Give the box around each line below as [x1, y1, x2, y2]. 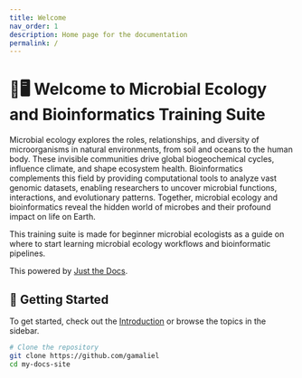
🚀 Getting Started [9, 291, 109, 307]
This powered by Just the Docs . [9, 266, 128, 277]
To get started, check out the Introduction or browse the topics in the [9, 316, 267, 326]
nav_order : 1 [9, 22, 59, 31]
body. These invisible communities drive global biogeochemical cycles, [9, 154, 275, 165]
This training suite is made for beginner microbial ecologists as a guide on [9, 229, 285, 240]
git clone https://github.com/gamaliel [9, 351, 160, 360]
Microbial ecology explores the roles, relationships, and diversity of [9, 135, 260, 146]
